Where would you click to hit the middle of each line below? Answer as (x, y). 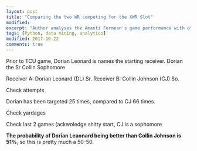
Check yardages (26, 113)
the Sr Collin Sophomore (36, 67)
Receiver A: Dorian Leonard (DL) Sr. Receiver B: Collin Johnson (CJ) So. (93, 78)
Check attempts (26, 90)
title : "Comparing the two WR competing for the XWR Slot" (80, 17)
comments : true (25, 45)
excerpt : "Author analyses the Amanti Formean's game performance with (95, 28)
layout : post (22, 11)
